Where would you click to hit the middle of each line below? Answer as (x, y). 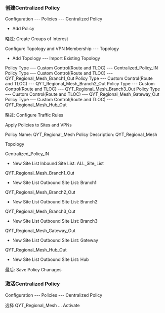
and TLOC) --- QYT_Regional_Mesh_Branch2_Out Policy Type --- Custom (80, 84)
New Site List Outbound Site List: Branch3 (55, 221)
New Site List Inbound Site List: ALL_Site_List (58, 163)
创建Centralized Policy (33, 7)
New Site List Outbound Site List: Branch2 (55, 202)
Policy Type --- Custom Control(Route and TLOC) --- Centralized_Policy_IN (82, 68)
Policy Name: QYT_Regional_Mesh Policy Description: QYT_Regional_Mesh (81, 134)
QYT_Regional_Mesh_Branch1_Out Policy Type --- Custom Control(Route (79, 78)
